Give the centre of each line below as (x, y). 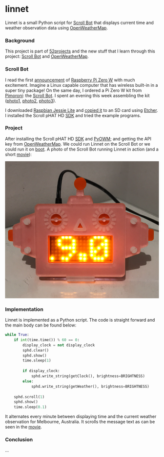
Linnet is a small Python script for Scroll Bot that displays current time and (79, 23)
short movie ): (18, 154)
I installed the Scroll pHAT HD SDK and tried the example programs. (73, 115)
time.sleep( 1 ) (37, 361)
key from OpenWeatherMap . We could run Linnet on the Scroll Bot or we (78, 144)
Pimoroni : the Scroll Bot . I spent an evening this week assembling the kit (77, 95)
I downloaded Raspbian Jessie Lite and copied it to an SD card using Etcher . (82, 110)
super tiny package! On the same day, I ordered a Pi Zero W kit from (73, 90)
